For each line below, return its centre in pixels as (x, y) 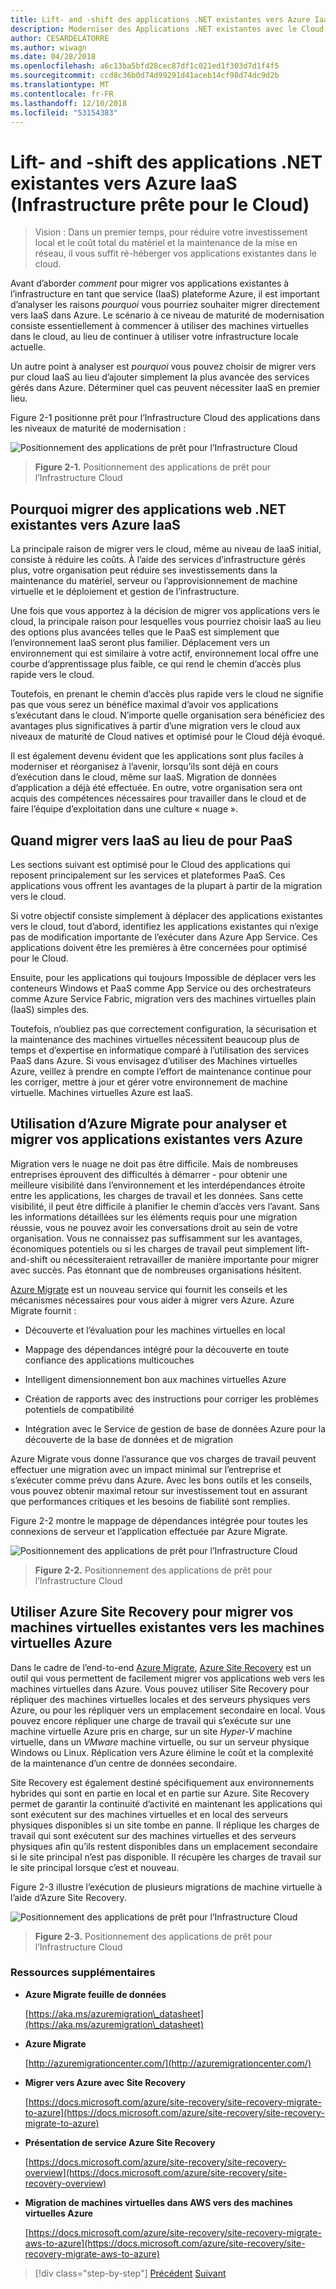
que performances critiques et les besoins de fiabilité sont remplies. (150, 1501)
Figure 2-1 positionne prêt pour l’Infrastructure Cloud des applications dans (165, 418)
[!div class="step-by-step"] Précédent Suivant (130, 2273)
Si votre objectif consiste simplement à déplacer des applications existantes (166, 915)
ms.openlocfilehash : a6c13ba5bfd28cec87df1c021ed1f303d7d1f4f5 (145, 66)
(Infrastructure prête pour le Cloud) (160, 204)
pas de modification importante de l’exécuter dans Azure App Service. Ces (164, 937)
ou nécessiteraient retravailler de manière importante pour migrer (184, 1259)
